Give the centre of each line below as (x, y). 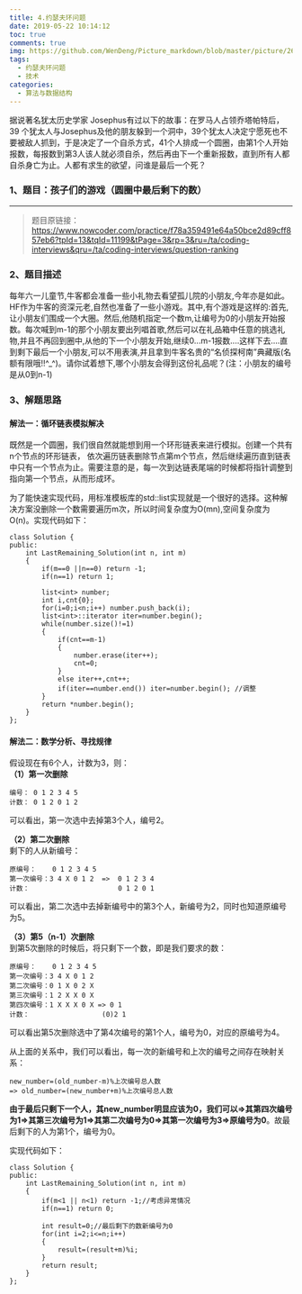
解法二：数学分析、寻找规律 (61, 741)
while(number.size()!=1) (88, 624)
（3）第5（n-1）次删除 (52, 937)
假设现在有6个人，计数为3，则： (70, 763)
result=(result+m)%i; (98, 1250)
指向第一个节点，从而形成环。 (64, 479)
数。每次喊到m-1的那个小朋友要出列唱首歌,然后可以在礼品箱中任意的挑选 (143, 330)
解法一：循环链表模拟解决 (57, 423)
